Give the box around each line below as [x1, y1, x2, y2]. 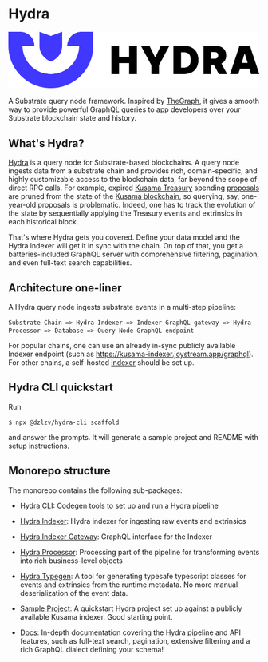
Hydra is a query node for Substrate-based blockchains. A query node [8, 157, 240, 168]
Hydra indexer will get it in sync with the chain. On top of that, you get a [8, 241, 244, 251]
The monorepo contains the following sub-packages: [8, 485, 183, 495]
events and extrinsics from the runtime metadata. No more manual [19, 580, 238, 589]
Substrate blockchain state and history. [8, 113, 137, 123]
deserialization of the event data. [19, 588, 128, 597]
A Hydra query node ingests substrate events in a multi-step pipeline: [8, 303, 237, 312]
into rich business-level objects [19, 556, 124, 565]
